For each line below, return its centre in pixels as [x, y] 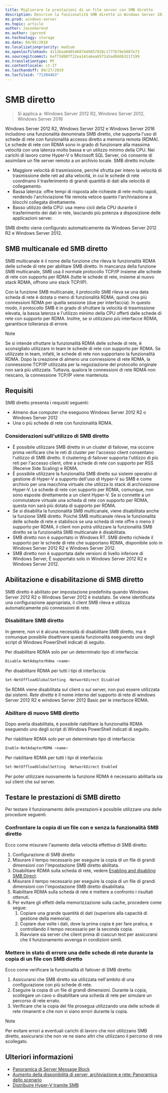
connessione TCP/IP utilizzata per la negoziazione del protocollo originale [81, 364]
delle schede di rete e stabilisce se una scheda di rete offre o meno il [83, 521]
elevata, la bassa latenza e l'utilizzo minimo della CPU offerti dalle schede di [83, 313]
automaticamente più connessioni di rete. [48, 608]
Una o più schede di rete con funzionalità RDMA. [62, 423]
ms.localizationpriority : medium [40, 47]
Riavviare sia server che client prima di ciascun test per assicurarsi [88, 934]
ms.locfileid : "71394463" [32, 75]
